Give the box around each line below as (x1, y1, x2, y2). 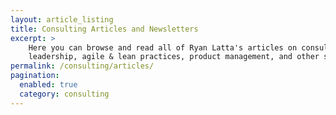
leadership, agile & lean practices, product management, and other (28, 52, 320, 62)
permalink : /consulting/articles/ (10, 61, 155, 71)
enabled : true (19, 80, 78, 90)
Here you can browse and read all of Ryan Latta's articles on (28, 42, 298, 53)
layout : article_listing (10, 14, 114, 25)
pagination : (10, 71, 60, 81)
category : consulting (19, 89, 110, 99)
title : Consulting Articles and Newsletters (10, 24, 199, 34)
